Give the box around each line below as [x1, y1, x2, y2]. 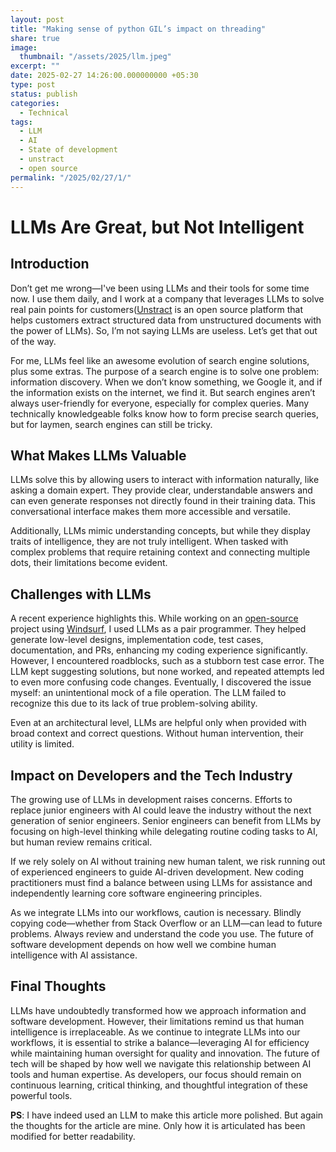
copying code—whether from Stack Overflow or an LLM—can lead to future [10, 917, 323, 929]
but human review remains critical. [10, 836, 153, 848]
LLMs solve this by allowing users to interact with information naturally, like [10, 474, 320, 486]
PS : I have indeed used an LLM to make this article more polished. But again [10, 1109, 324, 1121]
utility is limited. [10, 738, 75, 750]
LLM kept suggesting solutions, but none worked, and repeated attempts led [10, 666, 325, 678]
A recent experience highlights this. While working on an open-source [10, 612, 299, 625]
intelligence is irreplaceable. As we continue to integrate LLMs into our [10, 1026, 301, 1038]
